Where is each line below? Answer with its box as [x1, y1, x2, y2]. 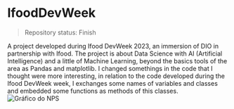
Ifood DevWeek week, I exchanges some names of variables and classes [7, 79, 218, 87]
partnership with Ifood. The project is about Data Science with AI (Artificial [7, 49, 223, 58]
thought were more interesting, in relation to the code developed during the [7, 72, 226, 80]
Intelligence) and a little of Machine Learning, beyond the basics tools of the [7, 56, 228, 65]
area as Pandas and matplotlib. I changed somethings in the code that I [7, 64, 213, 72]
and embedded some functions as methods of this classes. [7, 86, 178, 95]
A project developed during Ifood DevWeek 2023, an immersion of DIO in [7, 41, 219, 50]
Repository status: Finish [24, 28, 96, 37]
